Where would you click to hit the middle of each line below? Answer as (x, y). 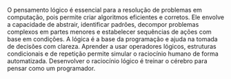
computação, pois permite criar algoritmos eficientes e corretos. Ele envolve (116, 17)
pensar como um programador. (51, 68)
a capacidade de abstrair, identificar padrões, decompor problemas (103, 24)
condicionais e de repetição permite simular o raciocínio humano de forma (113, 54)
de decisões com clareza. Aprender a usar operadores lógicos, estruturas (112, 46)
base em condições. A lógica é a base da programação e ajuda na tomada (113, 39)
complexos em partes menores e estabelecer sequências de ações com (109, 32)
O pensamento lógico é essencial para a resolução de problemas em (104, 10)
